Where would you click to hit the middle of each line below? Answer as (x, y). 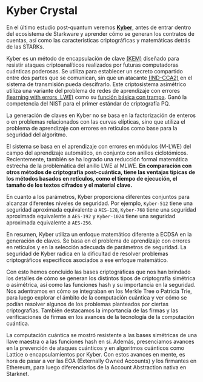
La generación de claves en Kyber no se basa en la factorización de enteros (101, 115)
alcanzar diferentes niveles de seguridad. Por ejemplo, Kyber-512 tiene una (99, 203)
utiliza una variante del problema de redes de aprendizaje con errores (93, 90)
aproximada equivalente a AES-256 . (49, 223)
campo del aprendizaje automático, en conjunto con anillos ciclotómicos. (97, 153)
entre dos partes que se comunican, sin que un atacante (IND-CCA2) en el (99, 78)
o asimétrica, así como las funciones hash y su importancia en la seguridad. (101, 284)
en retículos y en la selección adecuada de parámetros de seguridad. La (96, 247)
